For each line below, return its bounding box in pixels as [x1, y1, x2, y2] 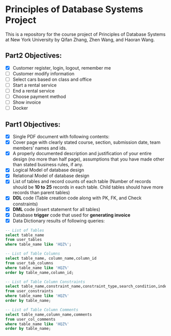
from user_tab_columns [5, 260, 53, 265]
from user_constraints [5, 289, 53, 294]
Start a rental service [12, 82, 57, 88]
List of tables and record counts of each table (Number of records [12, 178, 151, 185]
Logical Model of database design [12, 167, 84, 173]
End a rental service [12, 88, 55, 94]
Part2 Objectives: [5, 51, 62, 60]
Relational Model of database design [12, 173, 90, 179]
